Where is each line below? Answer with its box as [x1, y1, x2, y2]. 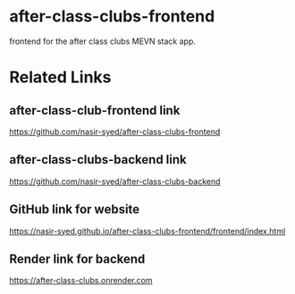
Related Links [9, 67, 112, 88]
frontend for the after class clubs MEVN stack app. [9, 36, 197, 46]
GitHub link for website [9, 202, 140, 217]
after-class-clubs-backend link [9, 152, 187, 167]
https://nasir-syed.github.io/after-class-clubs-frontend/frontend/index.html [9, 225, 286, 236]
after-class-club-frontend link [9, 103, 181, 118]
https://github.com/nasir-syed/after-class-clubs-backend [9, 176, 221, 187]
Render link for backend [9, 251, 146, 266]
